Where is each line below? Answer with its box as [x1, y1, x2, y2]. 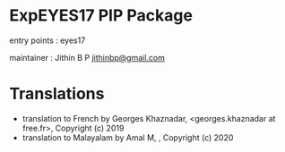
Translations [9, 84, 105, 104]
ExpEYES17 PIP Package [9, 5, 193, 26]
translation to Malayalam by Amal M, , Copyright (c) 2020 [22, 131, 234, 143]
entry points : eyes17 [9, 35, 86, 46]
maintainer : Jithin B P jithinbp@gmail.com [9, 52, 166, 63]
